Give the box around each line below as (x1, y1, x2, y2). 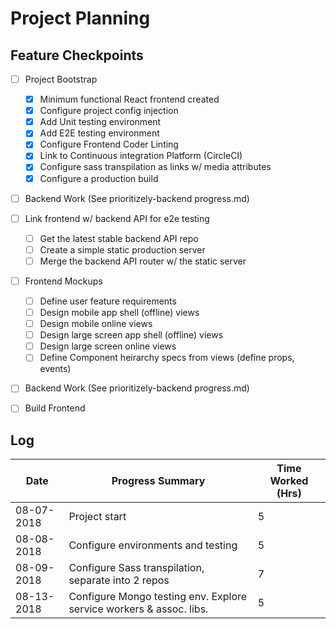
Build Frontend (24, 402, 86, 414)
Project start (68, 510, 127, 524)
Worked (269, 474, 309, 488)
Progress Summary (111, 474, 206, 488)
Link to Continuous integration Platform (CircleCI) (39, 150, 243, 162)
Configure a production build (39, 172, 159, 184)
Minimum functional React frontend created (39, 93, 220, 106)
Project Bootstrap (24, 73, 98, 85)
